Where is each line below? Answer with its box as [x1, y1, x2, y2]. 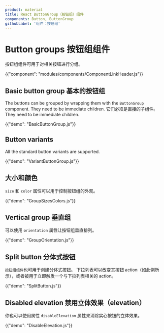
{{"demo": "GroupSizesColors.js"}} [5, 197, 76, 203]
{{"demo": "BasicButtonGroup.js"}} [5, 121, 76, 127]
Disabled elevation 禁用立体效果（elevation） [5, 298, 146, 307]
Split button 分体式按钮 [5, 253, 76, 261]
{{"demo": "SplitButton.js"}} [5, 283, 62, 289]
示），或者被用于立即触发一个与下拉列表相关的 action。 [5, 273, 116, 279]
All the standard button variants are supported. [5, 148, 100, 154]
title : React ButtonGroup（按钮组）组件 [5, 12, 84, 17]
